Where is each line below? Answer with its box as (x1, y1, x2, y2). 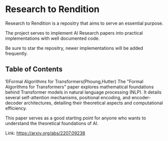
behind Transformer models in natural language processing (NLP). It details (5, 89, 162, 95)
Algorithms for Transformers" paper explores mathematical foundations (5, 84, 154, 90)
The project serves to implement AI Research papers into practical (5, 30, 143, 36)
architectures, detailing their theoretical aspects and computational (24, 100, 163, 106)
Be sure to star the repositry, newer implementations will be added (5, 45, 143, 51)
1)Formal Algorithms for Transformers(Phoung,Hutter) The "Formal (5, 78, 144, 84)
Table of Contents (5, 65, 63, 74)
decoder (5, 100, 23, 106)
